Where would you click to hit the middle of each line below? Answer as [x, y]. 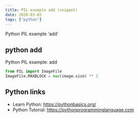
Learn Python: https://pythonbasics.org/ [54, 104]
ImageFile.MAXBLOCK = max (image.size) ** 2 [52, 76]
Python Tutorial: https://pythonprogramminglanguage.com [73, 109]
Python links [25, 92]
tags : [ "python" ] [24, 19]
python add [24, 50]
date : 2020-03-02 [24, 15]
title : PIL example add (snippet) [42, 10]
